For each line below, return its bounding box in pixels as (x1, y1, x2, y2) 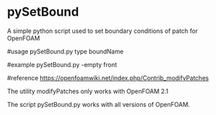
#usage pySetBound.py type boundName (7, 47, 124, 55)
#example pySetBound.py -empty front (7, 60, 118, 68)
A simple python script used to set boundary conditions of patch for (7, 27, 198, 35)
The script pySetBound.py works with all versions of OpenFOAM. (7, 100, 190, 108)
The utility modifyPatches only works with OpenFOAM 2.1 (7, 87, 169, 95)
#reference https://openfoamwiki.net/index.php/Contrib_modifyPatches (7, 73, 209, 82)
